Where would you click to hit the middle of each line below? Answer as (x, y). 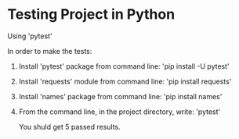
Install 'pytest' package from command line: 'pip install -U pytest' (124, 66)
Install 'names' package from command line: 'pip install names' (120, 96)
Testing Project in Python (91, 14)
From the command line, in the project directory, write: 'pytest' (119, 112)
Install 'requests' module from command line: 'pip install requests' (125, 81)
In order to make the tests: (50, 51)
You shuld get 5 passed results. (69, 127)
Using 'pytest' (30, 36)
